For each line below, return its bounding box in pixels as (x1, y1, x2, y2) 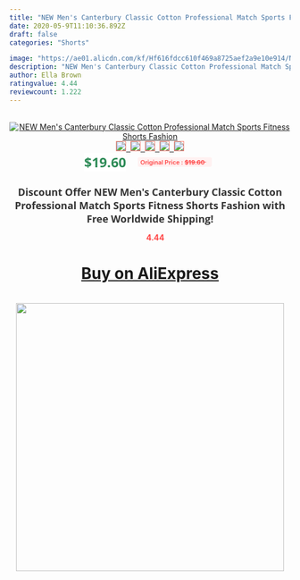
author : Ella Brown (9, 71, 82, 80)
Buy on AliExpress (80, 264, 220, 284)
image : (9, 55, 34, 63)
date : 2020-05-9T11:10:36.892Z (9, 21, 126, 30)
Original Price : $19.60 (140, 157, 205, 166)
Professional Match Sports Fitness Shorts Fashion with (14, 198, 286, 213)
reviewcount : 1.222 (9, 87, 82, 97)
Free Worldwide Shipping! (86, 211, 214, 226)
